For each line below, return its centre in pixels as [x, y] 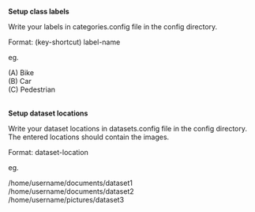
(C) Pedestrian [32, 89]
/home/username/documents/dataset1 [70, 183]
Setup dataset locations [48, 113]
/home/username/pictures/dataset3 [66, 200]
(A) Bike [21, 73]
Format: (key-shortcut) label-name [64, 42]
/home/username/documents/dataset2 [71, 191]
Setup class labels [39, 11]
